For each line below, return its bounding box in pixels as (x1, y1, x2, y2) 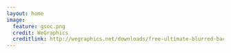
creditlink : (12, 36, 48, 43)
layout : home (6, 10, 44, 17)
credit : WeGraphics (12, 29, 69, 36)
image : (6, 17, 26, 23)
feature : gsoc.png (12, 23, 66, 30)
